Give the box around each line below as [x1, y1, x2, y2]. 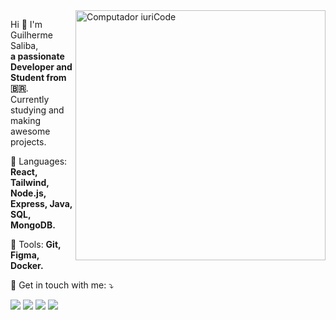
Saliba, [10, 40, 39, 51]
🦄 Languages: [10, 155, 68, 167]
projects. [10, 136, 47, 148]
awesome [10, 125, 51, 137]
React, [10, 166, 38, 178]
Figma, [10, 249, 40, 261]
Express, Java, [10, 198, 73, 209]
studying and [10, 104, 65, 116]
